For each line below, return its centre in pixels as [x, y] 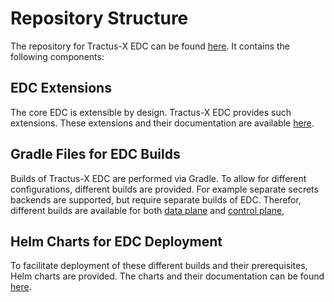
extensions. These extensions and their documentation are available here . [162, 123]
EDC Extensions [61, 88]
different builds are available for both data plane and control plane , [147, 210]
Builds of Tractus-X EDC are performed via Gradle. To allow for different [158, 178]
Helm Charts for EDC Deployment [116, 241]
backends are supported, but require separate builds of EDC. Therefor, [156, 199]
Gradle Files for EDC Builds [95, 154]
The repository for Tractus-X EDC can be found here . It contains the [150, 46]
